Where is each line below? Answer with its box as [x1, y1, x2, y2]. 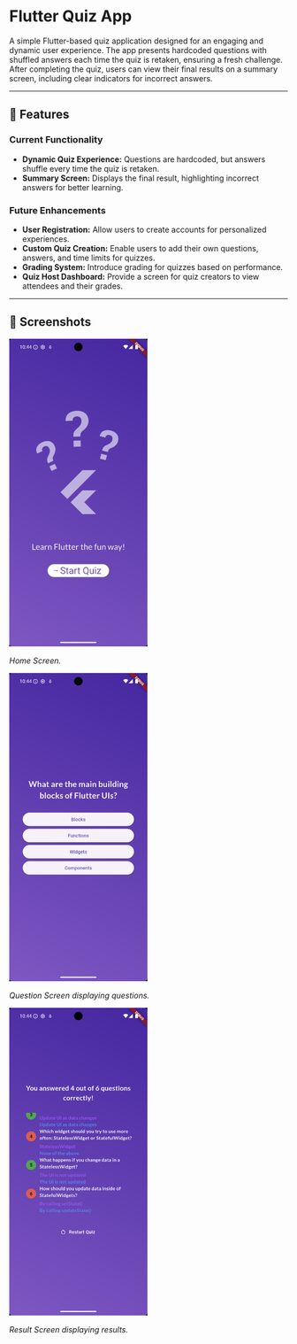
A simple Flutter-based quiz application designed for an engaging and [9, 35, 263, 46]
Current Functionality [9, 134, 103, 146]
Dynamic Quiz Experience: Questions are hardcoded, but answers [21, 153, 266, 165]
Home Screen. [9, 655, 62, 666]
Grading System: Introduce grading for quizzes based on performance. [21, 261, 284, 272]
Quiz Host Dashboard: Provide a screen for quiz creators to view [21, 271, 260, 282]
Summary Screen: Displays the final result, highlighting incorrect [21, 173, 259, 183]
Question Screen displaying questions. [9, 990, 150, 1000]
